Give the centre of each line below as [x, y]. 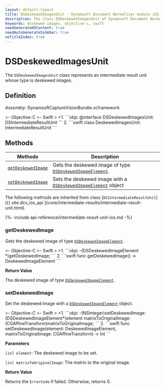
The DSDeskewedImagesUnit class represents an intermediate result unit [76, 75]
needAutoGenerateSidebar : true [37, 32]
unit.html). [15, 208]
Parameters [17, 344]
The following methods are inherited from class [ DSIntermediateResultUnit [81, 198]
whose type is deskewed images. [39, 80]
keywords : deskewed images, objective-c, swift [55, 23]
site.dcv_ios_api [27, 203]
